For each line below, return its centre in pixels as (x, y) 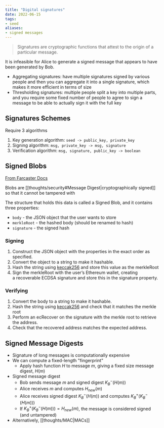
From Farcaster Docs (26, 178)
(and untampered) (38, 415)
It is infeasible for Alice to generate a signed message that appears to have (81, 62)
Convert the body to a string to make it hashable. (62, 301)
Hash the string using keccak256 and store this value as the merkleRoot (85, 267)
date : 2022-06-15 (23, 14)
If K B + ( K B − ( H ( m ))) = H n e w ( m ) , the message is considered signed (85, 409)
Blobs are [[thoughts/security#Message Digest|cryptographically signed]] (80, 187)
